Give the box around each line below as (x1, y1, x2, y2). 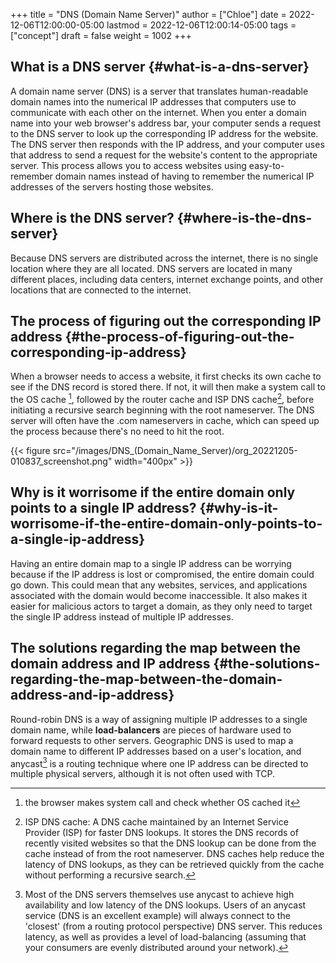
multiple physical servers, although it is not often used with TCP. (10, 768, 276, 780)
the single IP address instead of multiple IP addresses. (10, 610, 234, 623)
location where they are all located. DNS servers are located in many (10, 262, 293, 274)
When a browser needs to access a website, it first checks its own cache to (10, 370, 322, 383)
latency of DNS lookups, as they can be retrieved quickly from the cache (24, 859, 325, 871)
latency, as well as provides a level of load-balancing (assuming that (24, 931, 307, 943)
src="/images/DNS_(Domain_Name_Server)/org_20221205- (52, 445, 298, 457)
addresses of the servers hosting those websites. (10, 180, 214, 193)
